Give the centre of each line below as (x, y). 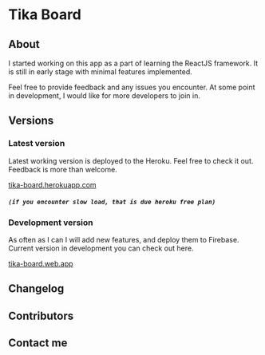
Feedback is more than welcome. (63, 169)
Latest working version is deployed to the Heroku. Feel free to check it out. (131, 160)
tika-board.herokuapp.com (53, 184)
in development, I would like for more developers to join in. (105, 96)
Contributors (41, 316)
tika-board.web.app (41, 264)
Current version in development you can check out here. (101, 248)
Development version (51, 223)
